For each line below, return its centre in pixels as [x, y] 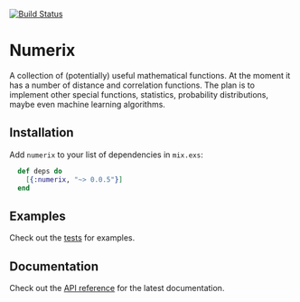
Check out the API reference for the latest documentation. [117, 288]
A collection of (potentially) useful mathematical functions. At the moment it [150, 75]
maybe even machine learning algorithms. [87, 104]
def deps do [40, 171]
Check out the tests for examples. [72, 238]
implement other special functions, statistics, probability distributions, [139, 94]
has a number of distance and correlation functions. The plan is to [132, 85]
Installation [42, 132]
